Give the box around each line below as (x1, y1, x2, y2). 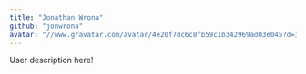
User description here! (9, 55, 94, 66)
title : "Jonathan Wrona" (9, 13, 104, 23)
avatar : (9, 30, 39, 39)
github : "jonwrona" (9, 22, 84, 31)
